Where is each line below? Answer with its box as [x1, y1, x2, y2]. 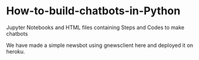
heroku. [6, 48, 25, 55]
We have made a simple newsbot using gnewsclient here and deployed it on [6, 42, 194, 49]
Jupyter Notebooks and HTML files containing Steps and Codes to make [6, 24, 185, 31]
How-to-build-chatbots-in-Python [6, 4, 180, 18]
